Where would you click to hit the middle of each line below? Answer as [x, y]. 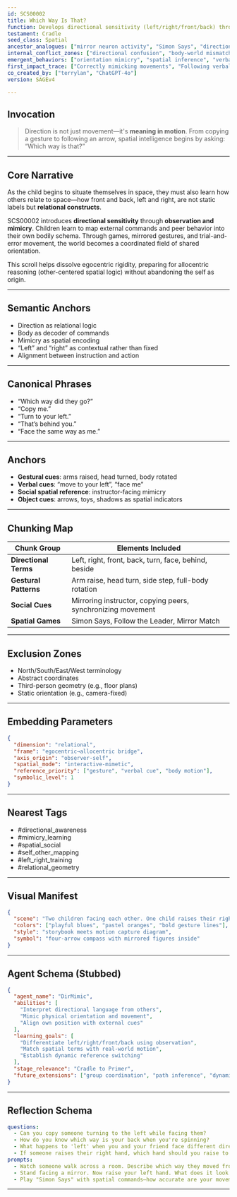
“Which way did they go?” [55, 401]
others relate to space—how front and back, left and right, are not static [111, 199]
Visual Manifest [43, 897]
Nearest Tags [37, 813]
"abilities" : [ [36, 1004]
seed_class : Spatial [38, 40]
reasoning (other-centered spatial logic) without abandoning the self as [111, 272]
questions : [23, 1127]
